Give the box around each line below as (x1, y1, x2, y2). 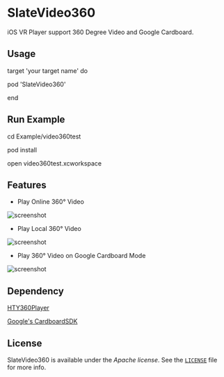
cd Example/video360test (7, 132, 81, 141)
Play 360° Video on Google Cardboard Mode (17, 252, 146, 260)
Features (7, 179, 47, 191)
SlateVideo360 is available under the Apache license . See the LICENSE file (7, 356, 218, 364)
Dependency (7, 285, 64, 297)
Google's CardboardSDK (7, 317, 78, 326)
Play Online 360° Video (17, 198, 85, 206)
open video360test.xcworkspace (7, 159, 102, 168)
